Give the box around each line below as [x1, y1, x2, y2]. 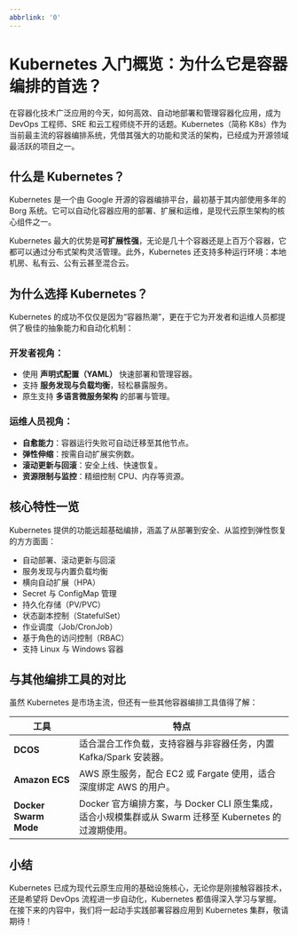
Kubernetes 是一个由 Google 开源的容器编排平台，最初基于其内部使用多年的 [9, 195, 286, 205]
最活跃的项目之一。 [9, 140, 80, 151]
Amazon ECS [13, 774, 70, 787]
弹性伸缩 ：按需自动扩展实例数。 [21, 448, 139, 459]
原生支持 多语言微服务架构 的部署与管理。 [21, 391, 175, 402]
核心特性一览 [9, 499, 80, 515]
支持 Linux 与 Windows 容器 [21, 643, 124, 654]
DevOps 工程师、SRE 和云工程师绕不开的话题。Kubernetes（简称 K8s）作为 [9, 118, 287, 129]
